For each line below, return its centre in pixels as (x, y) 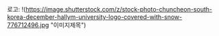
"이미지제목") (68, 25)
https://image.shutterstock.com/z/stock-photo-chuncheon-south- (119, 9)
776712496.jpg (28, 25)
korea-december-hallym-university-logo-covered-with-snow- (95, 17)
